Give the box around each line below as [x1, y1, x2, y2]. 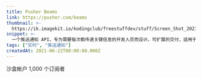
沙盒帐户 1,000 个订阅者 [6, 65, 65, 72]
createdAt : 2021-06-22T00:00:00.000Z [6, 48, 101, 54]
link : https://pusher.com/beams [6, 14, 87, 20]
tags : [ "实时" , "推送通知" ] [6, 43, 71, 49]
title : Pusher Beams [6, 8, 58, 15]
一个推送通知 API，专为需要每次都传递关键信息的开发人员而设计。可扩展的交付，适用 [11, 37, 192, 43]
